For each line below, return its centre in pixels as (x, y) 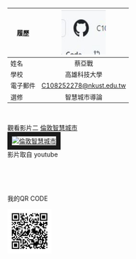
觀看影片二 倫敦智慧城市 (42, 128)
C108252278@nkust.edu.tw (84, 85)
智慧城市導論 (84, 97)
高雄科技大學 (84, 74)
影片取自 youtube (33, 154)
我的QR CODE (28, 199)
